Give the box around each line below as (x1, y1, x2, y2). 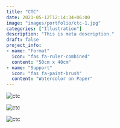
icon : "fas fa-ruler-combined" (11, 53, 90, 59)
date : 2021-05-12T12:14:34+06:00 (6, 14, 90, 20)
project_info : (6, 43, 42, 49)
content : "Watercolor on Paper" (11, 76, 93, 82)
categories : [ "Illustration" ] (6, 25, 83, 32)
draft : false (6, 37, 39, 43)
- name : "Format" (6, 48, 50, 54)
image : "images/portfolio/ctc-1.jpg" (6, 20, 101, 26)
